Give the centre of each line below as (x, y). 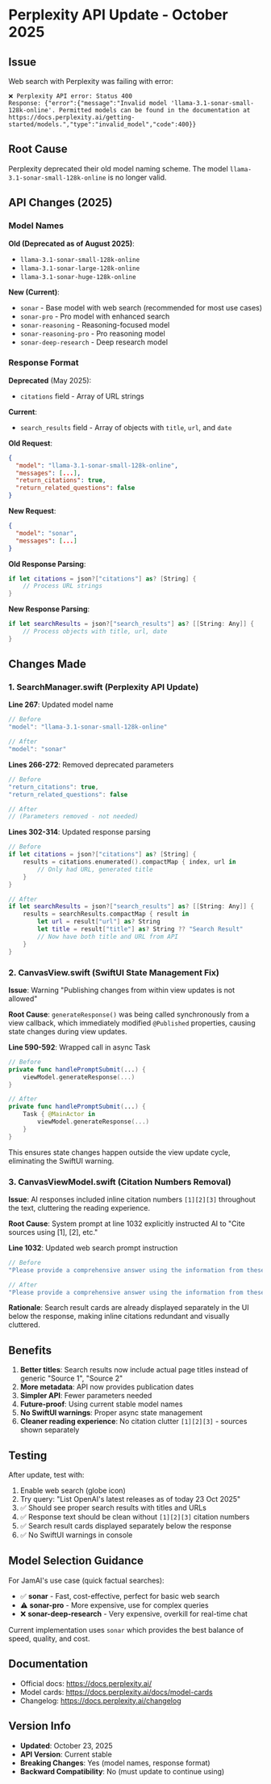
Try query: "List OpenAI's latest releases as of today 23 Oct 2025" (130, 1499)
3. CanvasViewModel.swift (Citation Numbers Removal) (120, 1182)
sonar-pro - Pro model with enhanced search (95, 316)
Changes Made (47, 664)
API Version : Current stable (66, 1754)
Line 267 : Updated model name (61, 704)
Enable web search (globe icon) (73, 1490)
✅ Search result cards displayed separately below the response (126, 1526)
